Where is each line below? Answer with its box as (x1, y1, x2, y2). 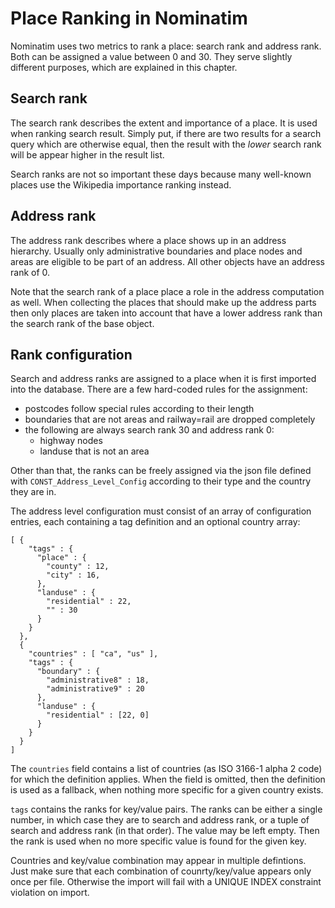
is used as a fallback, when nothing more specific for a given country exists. (10, 784, 324, 796)
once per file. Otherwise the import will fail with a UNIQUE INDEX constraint (10, 876, 322, 888)
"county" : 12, (46, 562, 110, 572)
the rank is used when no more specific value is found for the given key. (10, 835, 307, 847)
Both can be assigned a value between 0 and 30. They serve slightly (10, 50, 293, 62)
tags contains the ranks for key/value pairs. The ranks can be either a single (10, 803, 323, 816)
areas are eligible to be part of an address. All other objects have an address (10, 255, 325, 267)
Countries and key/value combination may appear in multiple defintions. (10, 855, 307, 867)
